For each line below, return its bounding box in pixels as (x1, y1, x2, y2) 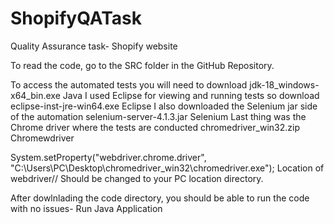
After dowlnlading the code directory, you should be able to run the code (10, 192, 310, 204)
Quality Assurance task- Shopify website (10, 40, 178, 52)
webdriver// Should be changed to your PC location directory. (10, 172, 264, 184)
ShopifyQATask (10, 7, 142, 30)
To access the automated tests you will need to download (10, 78, 248, 91)
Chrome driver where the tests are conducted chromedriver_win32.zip (10, 121, 300, 133)
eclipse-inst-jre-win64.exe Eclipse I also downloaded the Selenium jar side (10, 100, 318, 112)
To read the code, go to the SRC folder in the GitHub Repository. (10, 59, 275, 71)
